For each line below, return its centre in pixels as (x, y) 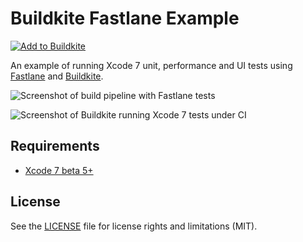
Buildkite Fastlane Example (125, 18)
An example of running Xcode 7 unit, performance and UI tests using (151, 65)
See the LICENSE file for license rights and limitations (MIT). (134, 226)
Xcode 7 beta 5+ (59, 170)
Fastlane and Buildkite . (57, 76)
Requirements (55, 146)
